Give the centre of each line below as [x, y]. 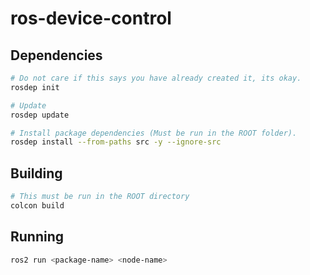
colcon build [37, 205]
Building [36, 173]
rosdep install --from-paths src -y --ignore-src [116, 142]
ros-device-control [91, 18]
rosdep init [35, 87]
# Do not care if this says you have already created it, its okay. [156, 78]
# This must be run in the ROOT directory [100, 197]
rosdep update [40, 115]
